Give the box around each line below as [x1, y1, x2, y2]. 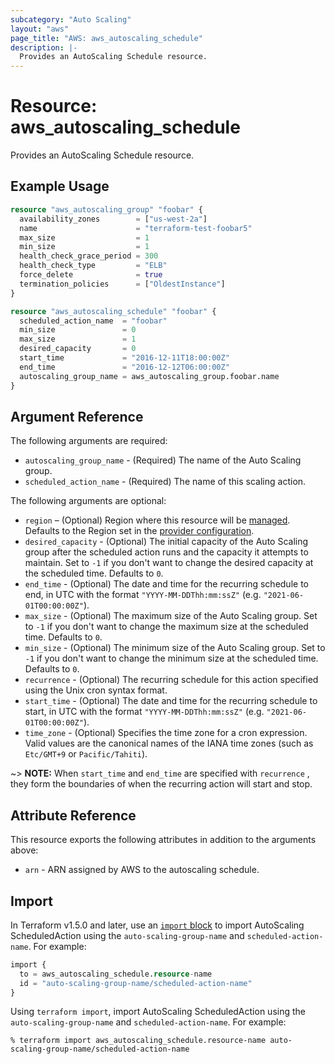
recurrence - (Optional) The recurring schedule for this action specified [24, 674, 319, 686]
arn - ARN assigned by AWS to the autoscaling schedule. [24, 864, 260, 876]
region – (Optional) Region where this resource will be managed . [24, 514, 291, 526]
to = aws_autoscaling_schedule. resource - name [19, 969, 213, 979]
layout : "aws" [10, 24, 70, 34]
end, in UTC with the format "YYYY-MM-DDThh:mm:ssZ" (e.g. [24, 589, 262, 601]
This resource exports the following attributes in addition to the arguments [10, 834, 317, 846]
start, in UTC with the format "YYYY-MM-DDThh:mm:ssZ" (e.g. [24, 706, 265, 718]
